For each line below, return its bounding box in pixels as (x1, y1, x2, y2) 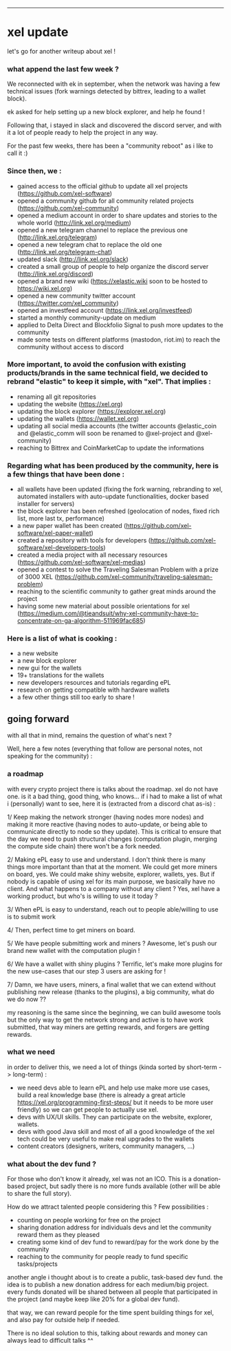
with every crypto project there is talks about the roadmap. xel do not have (7, 784, 219, 793)
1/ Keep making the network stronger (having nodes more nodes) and (7, 813, 204, 821)
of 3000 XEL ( (16, 573, 57, 581)
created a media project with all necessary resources (16, 551, 168, 559)
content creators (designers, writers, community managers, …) (16, 1142, 195, 1150)
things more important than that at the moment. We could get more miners (7, 862, 218, 870)
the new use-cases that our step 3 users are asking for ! (7, 967, 166, 975)
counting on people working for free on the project (16, 1216, 161, 1224)
